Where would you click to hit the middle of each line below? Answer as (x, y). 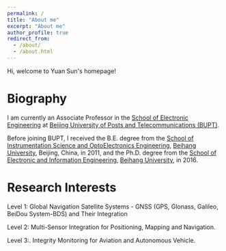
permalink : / (26, 13)
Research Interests (62, 187)
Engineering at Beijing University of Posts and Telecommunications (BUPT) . (113, 124)
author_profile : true (38, 32)
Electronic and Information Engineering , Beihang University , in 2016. (103, 160)
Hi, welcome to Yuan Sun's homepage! (61, 71)
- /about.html (33, 52)
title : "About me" (33, 20)
